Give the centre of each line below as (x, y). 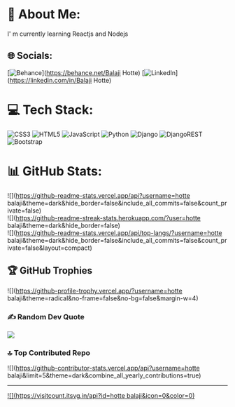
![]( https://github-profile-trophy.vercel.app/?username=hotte (95, 291)
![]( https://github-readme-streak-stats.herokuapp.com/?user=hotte (104, 218)
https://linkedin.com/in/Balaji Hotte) (60, 80)
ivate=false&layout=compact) (50, 248)
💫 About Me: (44, 14)
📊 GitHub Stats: (55, 171)
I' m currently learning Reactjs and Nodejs (68, 34)
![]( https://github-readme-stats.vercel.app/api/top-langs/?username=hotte (115, 233)
